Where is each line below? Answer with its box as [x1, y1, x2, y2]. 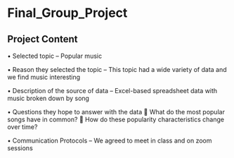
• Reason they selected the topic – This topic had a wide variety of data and [7, 66, 227, 73]
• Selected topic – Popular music [7, 51, 103, 60]
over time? [7, 123, 38, 131]
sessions [7, 144, 33, 152]
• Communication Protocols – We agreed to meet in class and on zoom [7, 136, 212, 145]
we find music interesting [7, 73, 81, 81]
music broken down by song [7, 94, 90, 102]
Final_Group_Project [7, 5, 128, 21]
